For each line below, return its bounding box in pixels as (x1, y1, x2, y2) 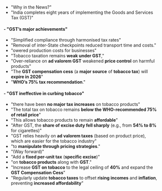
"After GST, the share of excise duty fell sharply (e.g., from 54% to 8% (10, 122, 157, 128)
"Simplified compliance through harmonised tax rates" (10, 37, 121, 43)
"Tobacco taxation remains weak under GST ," (10, 53, 104, 59)
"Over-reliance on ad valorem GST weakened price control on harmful (10, 58, 155, 64)
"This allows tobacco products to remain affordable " (10, 117, 118, 123)
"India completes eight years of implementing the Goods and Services (10, 9, 154, 15)
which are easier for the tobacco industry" (10, 138, 97, 144)
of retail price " (10, 112, 41, 118)
